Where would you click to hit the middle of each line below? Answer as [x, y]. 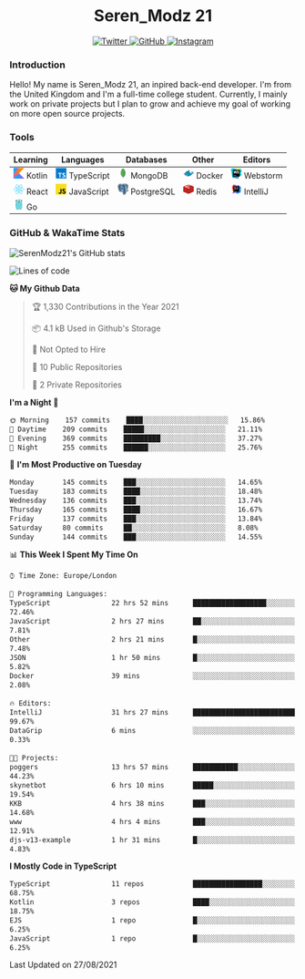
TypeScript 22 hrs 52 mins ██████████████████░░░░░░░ [152, 603]
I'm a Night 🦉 [34, 402]
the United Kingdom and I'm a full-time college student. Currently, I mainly [149, 94]
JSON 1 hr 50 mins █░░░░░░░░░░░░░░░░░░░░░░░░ [152, 657]
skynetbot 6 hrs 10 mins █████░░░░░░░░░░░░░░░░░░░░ [152, 785]
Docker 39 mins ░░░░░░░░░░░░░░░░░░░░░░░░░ [152, 675]
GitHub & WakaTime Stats [67, 233]
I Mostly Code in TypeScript [63, 866]
